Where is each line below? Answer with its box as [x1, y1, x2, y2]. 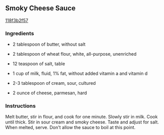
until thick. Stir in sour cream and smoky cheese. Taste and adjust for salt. [5, 119, 159, 125]
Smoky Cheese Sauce [5, 4, 76, 13]
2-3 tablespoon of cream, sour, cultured [12, 80, 96, 86]
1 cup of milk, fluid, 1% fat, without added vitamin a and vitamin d [12, 70, 148, 77]
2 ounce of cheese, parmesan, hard [12, 90, 87, 96]
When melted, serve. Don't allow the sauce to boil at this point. [5, 124, 136, 130]
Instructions [5, 102, 36, 109]
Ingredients [5, 30, 34, 37]
